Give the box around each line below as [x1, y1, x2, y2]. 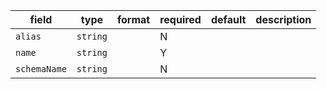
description [255, 13, 312, 26]
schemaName [15, 64, 67, 74]
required [159, 13, 202, 26]
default [210, 13, 247, 26]
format [116, 13, 151, 26]
